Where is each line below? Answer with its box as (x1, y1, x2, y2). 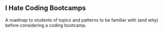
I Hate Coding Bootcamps (5, 4, 86, 12)
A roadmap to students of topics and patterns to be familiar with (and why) (5, 17, 159, 23)
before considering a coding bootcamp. (5, 22, 87, 28)
